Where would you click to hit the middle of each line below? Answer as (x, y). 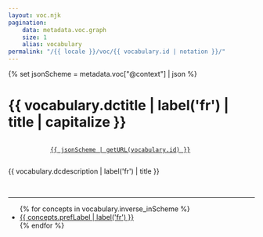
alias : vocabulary (52, 45)
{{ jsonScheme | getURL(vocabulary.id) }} (120, 149)
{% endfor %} (42, 225)
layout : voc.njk (34, 15)
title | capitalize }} (67, 122)
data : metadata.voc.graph (65, 30)
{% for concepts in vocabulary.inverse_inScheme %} (104, 209)
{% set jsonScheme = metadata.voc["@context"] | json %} (103, 74)
